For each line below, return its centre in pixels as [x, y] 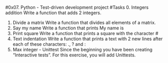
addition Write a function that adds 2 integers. [53, 13]
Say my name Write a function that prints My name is [68, 28]
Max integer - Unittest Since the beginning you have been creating [82, 50]
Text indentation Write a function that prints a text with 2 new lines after [88, 39]
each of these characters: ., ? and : [49, 44]
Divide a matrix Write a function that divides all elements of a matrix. [84, 23]
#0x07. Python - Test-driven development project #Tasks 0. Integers [77, 7]
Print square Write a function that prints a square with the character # [86, 33]
